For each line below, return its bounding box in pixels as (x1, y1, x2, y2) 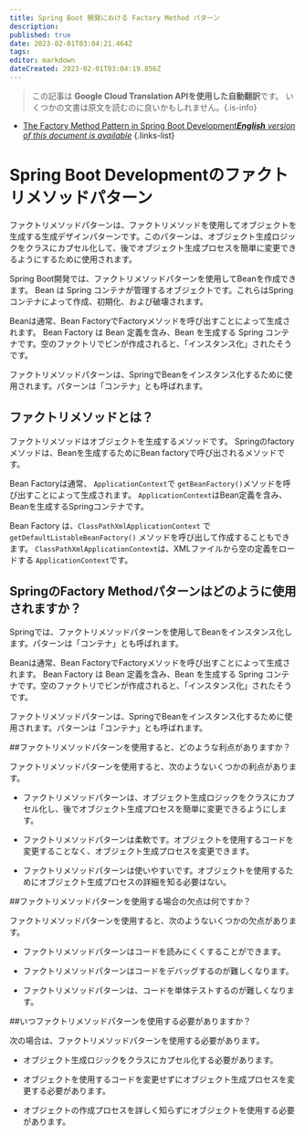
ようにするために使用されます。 (16, 253, 137, 265)
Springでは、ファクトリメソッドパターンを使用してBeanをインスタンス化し (9, 626, 293, 637)
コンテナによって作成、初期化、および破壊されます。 (9, 296, 208, 307)
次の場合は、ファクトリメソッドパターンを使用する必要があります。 (9, 1035, 265, 1046)
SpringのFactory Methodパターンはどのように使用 (9, 583, 297, 599)
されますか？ (9, 601, 82, 616)
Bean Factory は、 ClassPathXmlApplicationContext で (9, 520, 212, 531)
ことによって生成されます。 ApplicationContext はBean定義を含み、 (33, 489, 288, 500)
